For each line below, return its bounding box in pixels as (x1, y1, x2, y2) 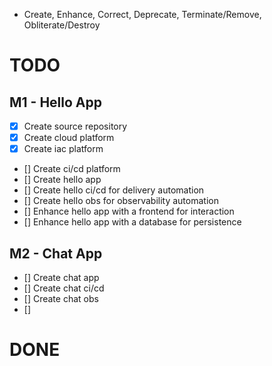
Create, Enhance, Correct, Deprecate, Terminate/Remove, (23, 9, 262, 20)
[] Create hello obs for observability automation (23, 195, 219, 207)
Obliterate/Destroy (23, 19, 101, 31)
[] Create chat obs (23, 293, 99, 304)
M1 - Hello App (9, 94, 102, 111)
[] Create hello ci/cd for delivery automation (23, 184, 205, 196)
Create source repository (23, 120, 128, 132)
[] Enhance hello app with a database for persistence (23, 216, 242, 228)
